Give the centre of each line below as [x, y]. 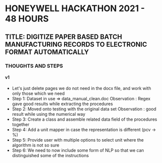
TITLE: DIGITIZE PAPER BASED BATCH [64, 37]
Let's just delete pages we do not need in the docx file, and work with [81, 88]
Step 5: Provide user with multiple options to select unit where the [78, 140]
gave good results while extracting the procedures [62, 104]
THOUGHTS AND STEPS [34, 66]
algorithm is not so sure [36, 145]
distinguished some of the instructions [50, 155]
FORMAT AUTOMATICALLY [47, 52]
